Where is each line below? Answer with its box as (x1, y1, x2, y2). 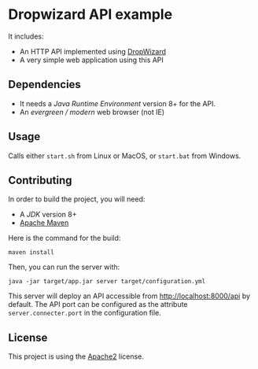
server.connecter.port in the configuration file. (8, 308, 161, 318)
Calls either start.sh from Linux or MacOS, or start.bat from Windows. (8, 151, 241, 161)
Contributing (8, 173, 72, 186)
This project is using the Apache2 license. (8, 352, 144, 361)
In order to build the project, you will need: (8, 194, 146, 204)
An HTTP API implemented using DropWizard (19, 46, 167, 56)
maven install (8, 249, 55, 256)
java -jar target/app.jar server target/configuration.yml (8, 278, 206, 286)
